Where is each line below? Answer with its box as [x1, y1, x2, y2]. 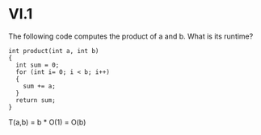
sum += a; [23, 82, 57, 90]
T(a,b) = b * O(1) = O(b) [8, 117, 86, 127]
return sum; [15, 96, 57, 104]
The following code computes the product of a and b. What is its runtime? [8, 31, 254, 41]
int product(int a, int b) [8, 47, 99, 55]
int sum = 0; [15, 61, 60, 69]
